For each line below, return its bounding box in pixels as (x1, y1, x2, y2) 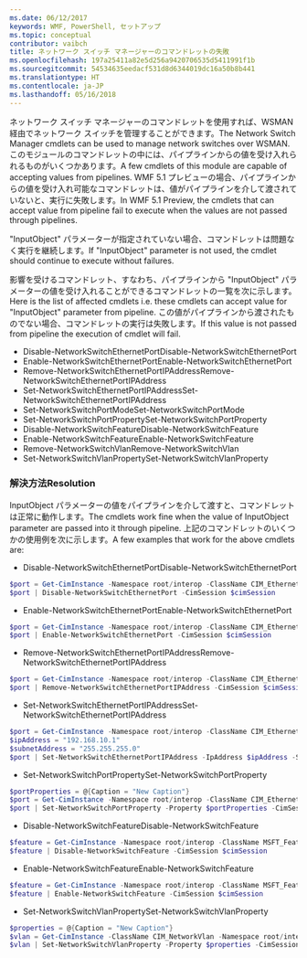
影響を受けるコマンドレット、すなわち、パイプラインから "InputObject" (9, 273, 280, 284)
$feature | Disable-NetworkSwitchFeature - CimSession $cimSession (9, 846, 268, 856)
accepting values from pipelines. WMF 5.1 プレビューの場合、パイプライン (9, 171, 289, 183)
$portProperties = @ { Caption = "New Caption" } (9, 787, 190, 796)
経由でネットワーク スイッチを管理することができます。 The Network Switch (9, 127, 296, 138)
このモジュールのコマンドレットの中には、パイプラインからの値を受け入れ (9, 148, 290, 160)
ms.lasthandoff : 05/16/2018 (9, 90, 117, 99)
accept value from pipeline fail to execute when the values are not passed (9, 205, 288, 216)
